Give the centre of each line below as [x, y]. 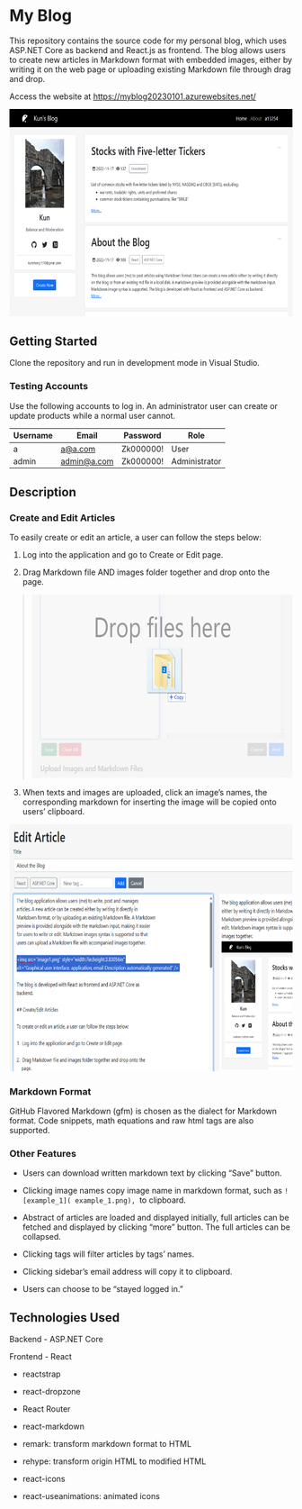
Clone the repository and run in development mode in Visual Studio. [135, 363]
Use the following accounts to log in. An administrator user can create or [144, 405]
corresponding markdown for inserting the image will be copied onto [149, 802]
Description [43, 492]
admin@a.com [87, 461]
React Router [46, 1409]
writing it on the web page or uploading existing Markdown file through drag [151, 69]
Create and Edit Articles [62, 517]
